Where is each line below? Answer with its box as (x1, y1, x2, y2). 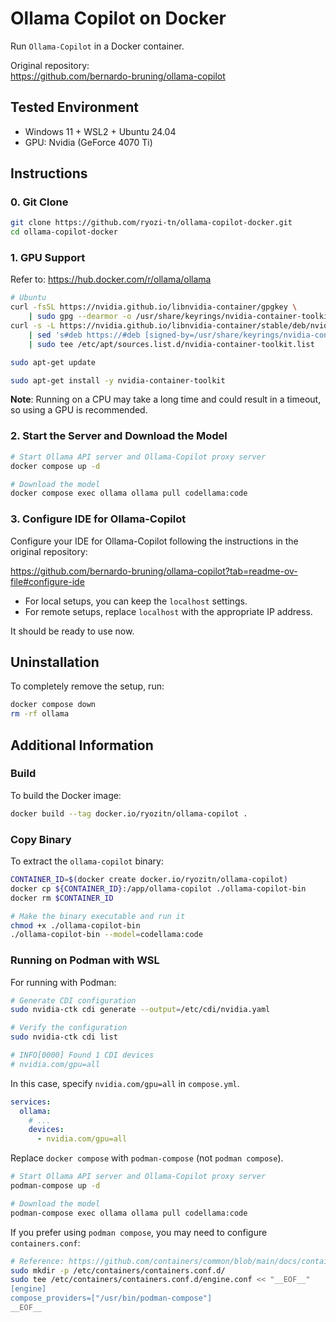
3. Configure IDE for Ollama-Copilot (10, 512, 187, 526)
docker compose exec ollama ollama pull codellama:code (10, 488, 248, 499)
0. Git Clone (10, 195, 69, 209)
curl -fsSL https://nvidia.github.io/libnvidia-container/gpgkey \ (10, 302, 298, 312)
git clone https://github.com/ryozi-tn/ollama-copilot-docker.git (10, 218, 293, 228)
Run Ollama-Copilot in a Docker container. (10, 40, 185, 52)
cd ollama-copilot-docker (10, 227, 118, 237)
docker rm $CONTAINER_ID (10, 893, 114, 903)
